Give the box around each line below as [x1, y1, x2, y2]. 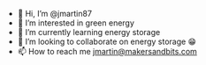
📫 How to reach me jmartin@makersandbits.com [17, 47, 197, 56]
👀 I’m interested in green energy [17, 18, 135, 28]
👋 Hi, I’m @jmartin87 [17, 9, 93, 18]
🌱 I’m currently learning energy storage [17, 27, 161, 37]
